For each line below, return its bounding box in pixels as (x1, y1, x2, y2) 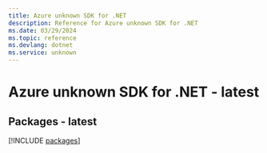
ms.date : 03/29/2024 (8, 26, 78, 34)
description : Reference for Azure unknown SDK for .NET (8, 19, 198, 27)
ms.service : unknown (8, 49, 78, 57)
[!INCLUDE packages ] (8, 136, 81, 145)
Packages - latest (8, 115, 98, 128)
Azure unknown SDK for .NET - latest (8, 83, 260, 101)
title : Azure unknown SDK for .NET (8, 11, 127, 20)
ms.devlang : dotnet (8, 41, 74, 49)
